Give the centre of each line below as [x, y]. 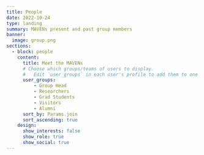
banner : [16, 35]
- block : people [32, 52]
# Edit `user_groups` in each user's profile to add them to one [110, 74]
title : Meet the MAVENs [53, 63]
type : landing [24, 23]
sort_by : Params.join [50, 114]
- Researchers [51, 92]
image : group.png [34, 40]
